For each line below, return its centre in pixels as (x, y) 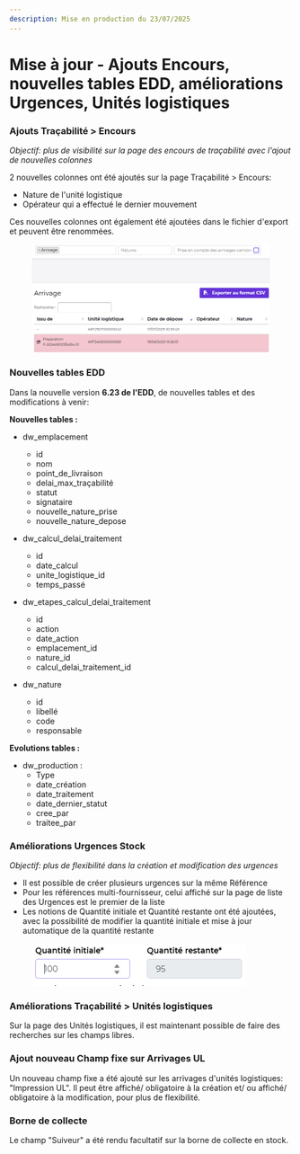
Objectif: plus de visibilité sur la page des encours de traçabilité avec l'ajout (150, 151)
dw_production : (53, 765)
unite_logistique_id (70, 574)
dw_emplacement (55, 437)
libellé (47, 711)
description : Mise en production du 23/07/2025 (100, 19)
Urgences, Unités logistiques (120, 102)
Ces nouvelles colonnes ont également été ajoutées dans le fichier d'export (149, 222)
